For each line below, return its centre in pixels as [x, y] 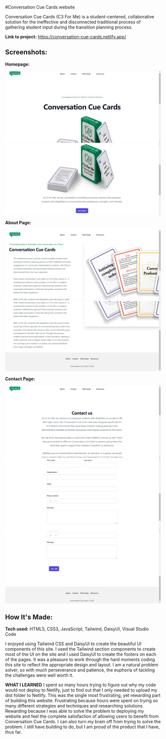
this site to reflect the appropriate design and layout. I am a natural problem [82, 665]
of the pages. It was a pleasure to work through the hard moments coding [80, 659]
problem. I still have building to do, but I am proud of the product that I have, [83, 727]
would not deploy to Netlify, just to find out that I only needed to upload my [81, 690]
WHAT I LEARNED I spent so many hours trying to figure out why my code [81, 685]
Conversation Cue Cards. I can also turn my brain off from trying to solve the [83, 722]
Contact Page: [20, 379]
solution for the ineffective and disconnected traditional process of [73, 22]
